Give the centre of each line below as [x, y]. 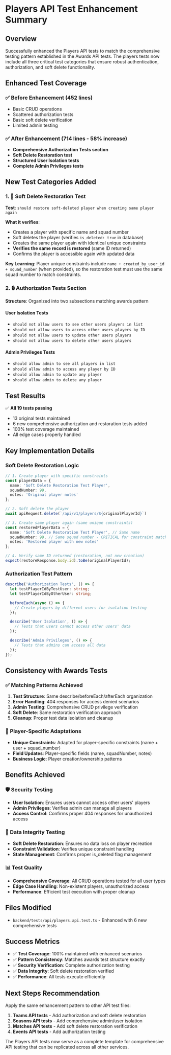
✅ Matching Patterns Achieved [44, 685]
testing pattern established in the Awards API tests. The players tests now [82, 56]
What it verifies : [22, 222]
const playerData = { [28, 480]
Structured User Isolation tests [46, 160]
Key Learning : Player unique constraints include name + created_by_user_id [85, 263]
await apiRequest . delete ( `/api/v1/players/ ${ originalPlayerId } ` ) [76, 514]
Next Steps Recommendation [53, 993]
